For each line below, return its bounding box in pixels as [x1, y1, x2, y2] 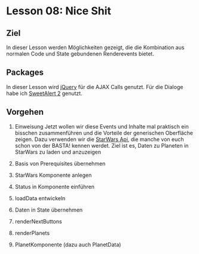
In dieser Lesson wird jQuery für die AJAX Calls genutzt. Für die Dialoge [6, 83, 183, 90]
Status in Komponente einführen [14, 183, 94, 190]
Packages [6, 68, 44, 78]
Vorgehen [6, 107, 44, 117]
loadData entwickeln [14, 194, 66, 201]
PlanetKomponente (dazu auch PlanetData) [14, 241, 121, 248]
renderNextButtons [14, 218, 62, 225]
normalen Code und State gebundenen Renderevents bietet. [6, 50, 154, 57]
